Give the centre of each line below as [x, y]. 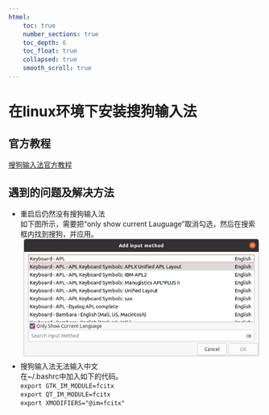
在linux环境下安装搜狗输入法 [103, 112]
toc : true [39, 25]
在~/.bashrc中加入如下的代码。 [71, 376]
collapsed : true [50, 60]
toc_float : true [50, 51]
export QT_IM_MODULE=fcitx [65, 394]
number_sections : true [61, 34]
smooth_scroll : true [57, 69]
